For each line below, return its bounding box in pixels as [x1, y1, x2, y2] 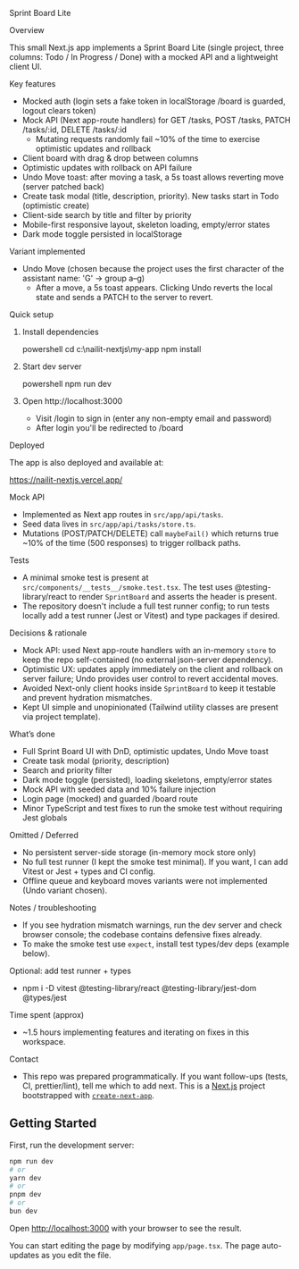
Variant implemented [9, 246, 86, 256]
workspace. [21, 1037, 66, 1046]
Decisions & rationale [9, 627, 87, 638]
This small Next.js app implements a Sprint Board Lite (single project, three [9, 42, 284, 53]
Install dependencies [21, 326, 100, 337]
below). [21, 948, 51, 959]
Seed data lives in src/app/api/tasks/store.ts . [21, 518, 196, 529]
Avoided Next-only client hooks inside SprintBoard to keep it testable [21, 683, 277, 693]
